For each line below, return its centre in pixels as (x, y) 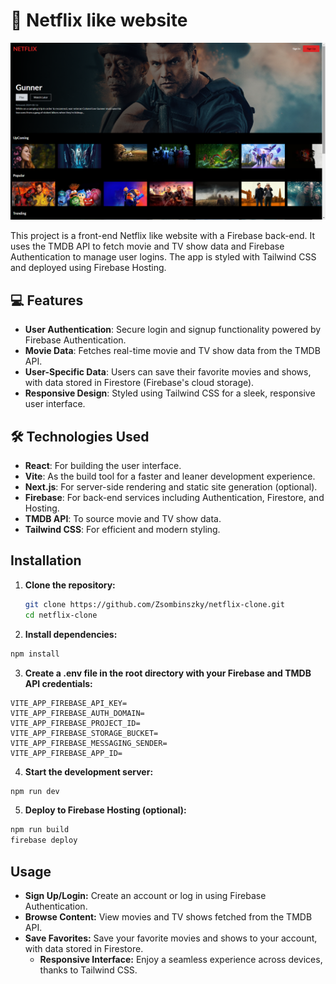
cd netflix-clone (61, 615)
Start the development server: (89, 771)
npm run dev (35, 791)
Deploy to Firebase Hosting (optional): (105, 810)
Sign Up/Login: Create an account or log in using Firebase (145, 895)
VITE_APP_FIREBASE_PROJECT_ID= (75, 723)
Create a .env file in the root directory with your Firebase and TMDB (168, 673)
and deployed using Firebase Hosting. (88, 268)
